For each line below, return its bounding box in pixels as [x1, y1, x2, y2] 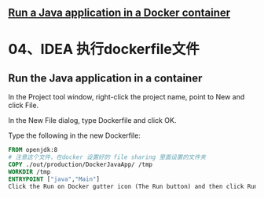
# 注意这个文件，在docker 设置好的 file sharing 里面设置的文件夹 [8, 153, 207, 161]
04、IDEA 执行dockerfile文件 [8, 40, 200, 58]
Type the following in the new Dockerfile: [8, 131, 141, 140]
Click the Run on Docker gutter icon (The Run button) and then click [8, 182, 244, 190]
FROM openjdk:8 [8, 146, 58, 154]
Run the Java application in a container [8, 71, 203, 85]
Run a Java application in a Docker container [8, 6, 231, 20]
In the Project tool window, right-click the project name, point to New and [8, 92, 245, 102]
